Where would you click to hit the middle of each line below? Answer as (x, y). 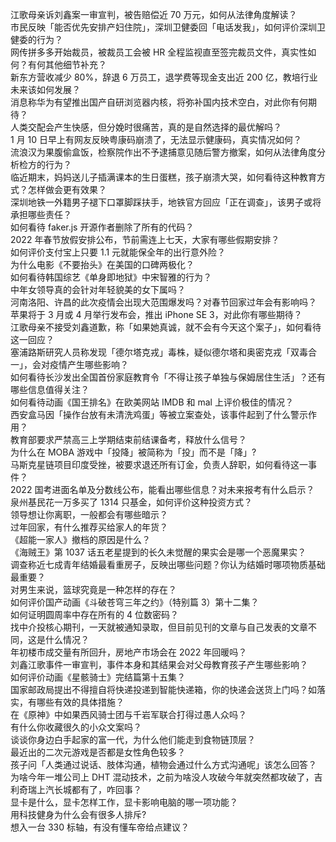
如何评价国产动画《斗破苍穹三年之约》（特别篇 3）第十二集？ (135, 602)
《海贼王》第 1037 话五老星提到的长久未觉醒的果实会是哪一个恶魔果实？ (158, 552)
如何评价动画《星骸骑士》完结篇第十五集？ (98, 677)
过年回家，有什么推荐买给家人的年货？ (89, 527)
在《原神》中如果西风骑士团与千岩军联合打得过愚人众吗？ (128, 714)
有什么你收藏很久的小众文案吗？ (76, 727)
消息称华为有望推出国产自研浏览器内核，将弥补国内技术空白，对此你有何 (159, 102)
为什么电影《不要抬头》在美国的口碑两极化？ (102, 264)
